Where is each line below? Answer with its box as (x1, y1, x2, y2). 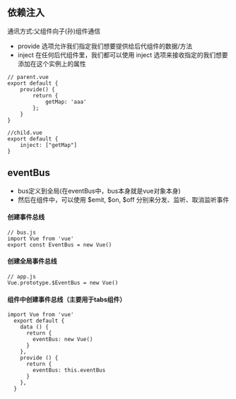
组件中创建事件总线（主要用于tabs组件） (7, 295, 126, 304)
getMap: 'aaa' (45, 98, 87, 105)
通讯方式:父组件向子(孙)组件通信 (7, 27, 101, 35)
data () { (20, 323, 49, 330)
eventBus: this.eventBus (33, 367, 106, 374)
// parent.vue (7, 73, 49, 81)
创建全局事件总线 (7, 257, 57, 266)
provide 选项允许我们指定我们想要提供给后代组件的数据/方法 (17, 42, 193, 50)
